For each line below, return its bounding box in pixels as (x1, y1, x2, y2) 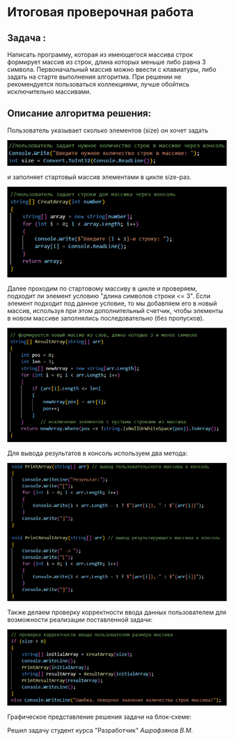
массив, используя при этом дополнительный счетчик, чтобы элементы (7, 307, 224, 315)
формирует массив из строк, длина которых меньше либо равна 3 (7, 58, 206, 66)
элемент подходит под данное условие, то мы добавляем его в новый (7, 299, 217, 307)
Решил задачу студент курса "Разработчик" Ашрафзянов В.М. (7, 726, 194, 735)
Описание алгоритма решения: (7, 107, 152, 119)
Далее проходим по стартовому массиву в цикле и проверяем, (7, 284, 198, 293)
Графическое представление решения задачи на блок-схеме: (7, 712, 192, 721)
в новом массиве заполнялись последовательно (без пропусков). (7, 314, 205, 323)
